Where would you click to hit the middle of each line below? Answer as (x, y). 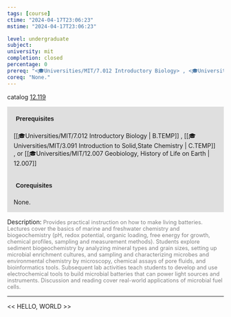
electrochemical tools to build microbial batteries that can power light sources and (113, 274)
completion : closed (35, 58)
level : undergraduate (38, 39)
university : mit (30, 52)
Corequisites (34, 185)
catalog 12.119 (26, 96)
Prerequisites (35, 119)
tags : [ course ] (29, 13)
